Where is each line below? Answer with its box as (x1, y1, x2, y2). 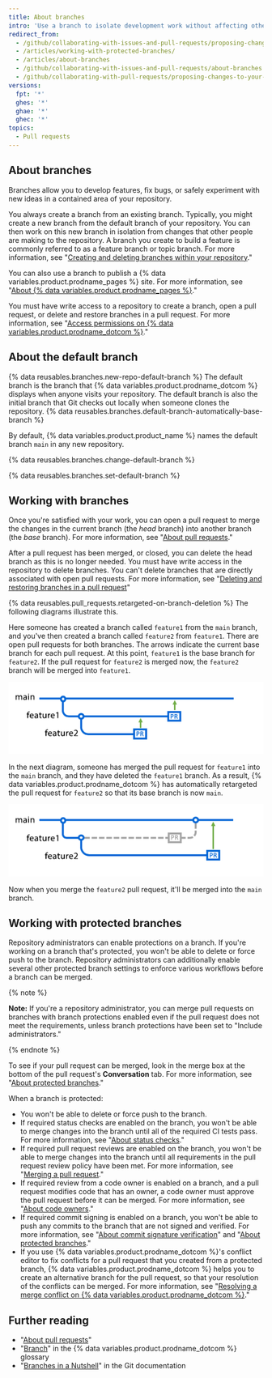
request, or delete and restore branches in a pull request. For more (8, 309, 231, 319)
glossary (19, 1352, 50, 1362)
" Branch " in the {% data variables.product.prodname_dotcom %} (19, 1344, 237, 1354)
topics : (8, 124, 35, 133)
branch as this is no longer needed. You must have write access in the (8, 557, 243, 567)
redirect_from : (8, 30, 60, 38)
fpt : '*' (15, 90, 45, 98)
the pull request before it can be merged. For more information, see (19, 1195, 245, 1206)
